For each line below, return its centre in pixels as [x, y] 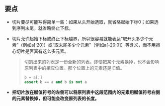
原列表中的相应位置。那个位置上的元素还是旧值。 [74, 68]
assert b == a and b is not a [56, 82]
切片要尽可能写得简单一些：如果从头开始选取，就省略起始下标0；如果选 [85, 22]
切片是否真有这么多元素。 [42, 51]
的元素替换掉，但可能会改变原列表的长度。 [55, 98]
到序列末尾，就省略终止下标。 [42, 28]
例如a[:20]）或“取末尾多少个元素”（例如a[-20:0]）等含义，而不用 [89, 45]
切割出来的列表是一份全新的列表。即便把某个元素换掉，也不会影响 [92, 62]
